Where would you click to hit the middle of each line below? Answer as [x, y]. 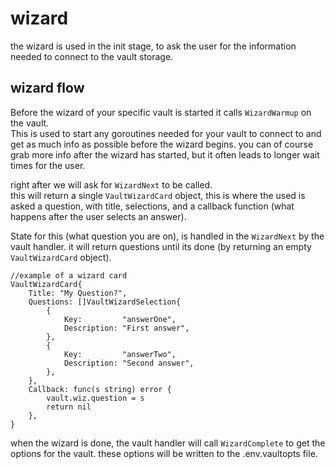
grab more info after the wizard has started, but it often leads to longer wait [165, 154]
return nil [69, 407]
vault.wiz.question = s [95, 398]
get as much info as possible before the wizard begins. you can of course [162, 144]
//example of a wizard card [69, 275]
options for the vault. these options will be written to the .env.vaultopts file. [164, 453]
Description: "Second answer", [129, 363]
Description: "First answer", [126, 328]
